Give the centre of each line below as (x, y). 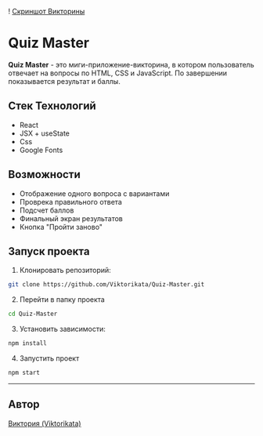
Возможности (44, 174)
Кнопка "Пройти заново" (61, 227)
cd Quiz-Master (33, 314)
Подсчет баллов (47, 210)
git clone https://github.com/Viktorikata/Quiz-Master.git (106, 285)
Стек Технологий (52, 106)
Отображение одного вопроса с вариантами (94, 193)
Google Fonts (41, 150)
